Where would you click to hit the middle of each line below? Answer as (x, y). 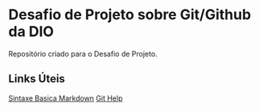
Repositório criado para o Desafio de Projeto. (83, 54)
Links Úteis (37, 79)
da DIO (31, 32)
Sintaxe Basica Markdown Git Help (66, 98)
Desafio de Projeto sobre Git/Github (130, 15)
